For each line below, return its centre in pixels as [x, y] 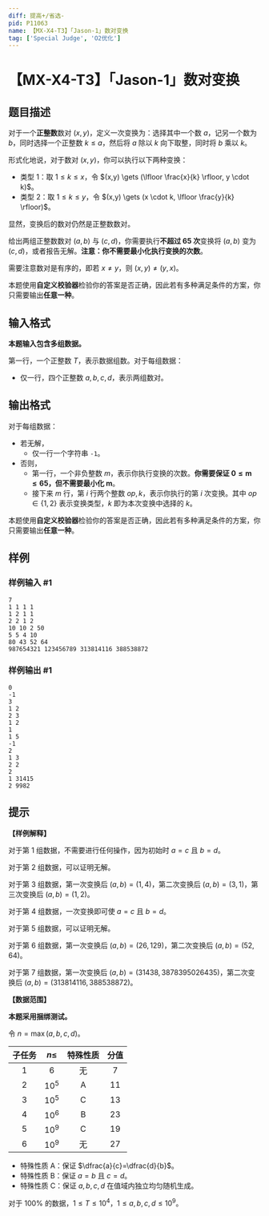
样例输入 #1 [30, 583]
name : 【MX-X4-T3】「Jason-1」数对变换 [68, 30]
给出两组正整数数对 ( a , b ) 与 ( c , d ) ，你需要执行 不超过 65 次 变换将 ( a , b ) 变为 [132, 241]
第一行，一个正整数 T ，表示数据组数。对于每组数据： [96, 360]
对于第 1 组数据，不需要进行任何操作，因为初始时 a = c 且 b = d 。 [117, 850]
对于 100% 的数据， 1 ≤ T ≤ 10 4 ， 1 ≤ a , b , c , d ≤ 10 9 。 [96, 1202]
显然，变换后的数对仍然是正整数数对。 [71, 224]
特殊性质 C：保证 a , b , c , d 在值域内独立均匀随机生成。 [109, 1186]
